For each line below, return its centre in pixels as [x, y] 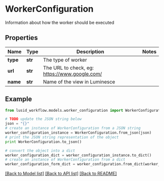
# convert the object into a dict [40, 151]
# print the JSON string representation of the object [62, 137]
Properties [21, 38]
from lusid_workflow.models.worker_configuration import [64, 110]
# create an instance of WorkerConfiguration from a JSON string [73, 128]
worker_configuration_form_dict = [40, 164]
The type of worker [65, 60]
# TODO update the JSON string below [43, 119]
